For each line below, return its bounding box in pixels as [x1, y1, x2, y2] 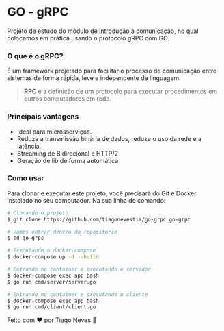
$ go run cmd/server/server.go [7, 278, 96, 285]
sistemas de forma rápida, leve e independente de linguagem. [7, 74, 181, 82]
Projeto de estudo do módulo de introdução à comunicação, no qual [7, 27, 199, 35]
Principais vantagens [7, 112, 79, 121]
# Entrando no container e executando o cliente [7, 291, 148, 298]
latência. [16, 142, 42, 150]
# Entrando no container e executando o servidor [7, 266, 152, 273]
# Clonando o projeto [7, 210, 69, 217]
